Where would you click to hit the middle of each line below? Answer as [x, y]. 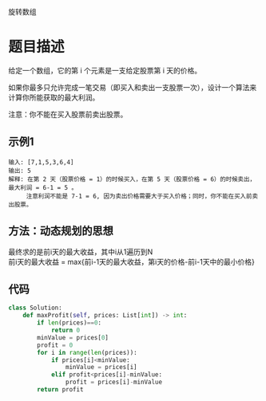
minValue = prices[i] [101, 368]
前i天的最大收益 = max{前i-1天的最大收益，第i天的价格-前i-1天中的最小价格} [132, 261]
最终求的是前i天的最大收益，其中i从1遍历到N [81, 252]
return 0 [66, 330]
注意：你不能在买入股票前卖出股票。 [68, 114]
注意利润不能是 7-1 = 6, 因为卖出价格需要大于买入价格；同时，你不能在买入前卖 [142, 196]
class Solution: [35, 308]
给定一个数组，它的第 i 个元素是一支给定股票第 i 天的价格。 [105, 70]
